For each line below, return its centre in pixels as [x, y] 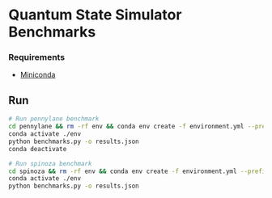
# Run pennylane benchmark [54, 119]
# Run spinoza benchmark [50, 163]
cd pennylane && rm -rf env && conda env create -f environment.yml [126, 127]
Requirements [37, 57]
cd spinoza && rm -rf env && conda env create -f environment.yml [123, 171]
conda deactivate [38, 149]
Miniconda [38, 75]
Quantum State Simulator [95, 15]
